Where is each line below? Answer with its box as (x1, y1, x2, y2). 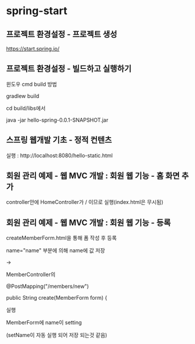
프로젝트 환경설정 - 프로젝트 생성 (6, 29, 118, 39)
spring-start (6, 4, 68, 18)
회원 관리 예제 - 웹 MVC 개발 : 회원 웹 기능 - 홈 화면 (6, 171, 180, 181)
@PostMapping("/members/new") (6, 283, 89, 290)
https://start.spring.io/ (6, 46, 60, 52)
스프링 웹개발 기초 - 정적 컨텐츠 (6, 135, 112, 145)
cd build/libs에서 (6, 105, 46, 112)
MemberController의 (6, 271, 56, 278)
